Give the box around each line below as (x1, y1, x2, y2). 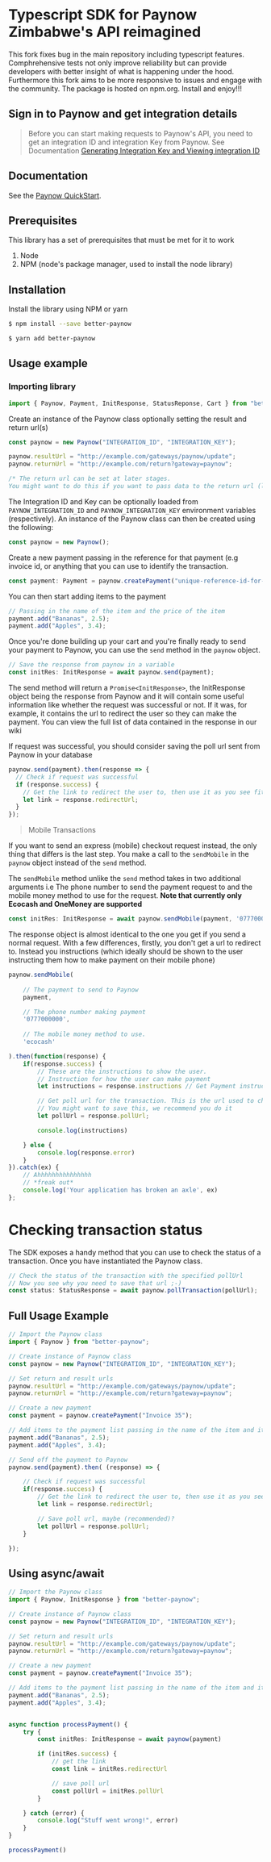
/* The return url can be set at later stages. (8, 474, 172, 483)
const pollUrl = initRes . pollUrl (51, 1787, 164, 1795)
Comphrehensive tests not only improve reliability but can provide (8, 58, 227, 68)
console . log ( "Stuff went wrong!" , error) (37, 1817, 179, 1825)
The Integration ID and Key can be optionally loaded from (8, 496, 199, 506)
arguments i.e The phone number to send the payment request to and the (8, 882, 252, 892)
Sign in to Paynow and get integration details (8, 107, 238, 121)
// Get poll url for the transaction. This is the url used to (37, 1097, 254, 1105)
